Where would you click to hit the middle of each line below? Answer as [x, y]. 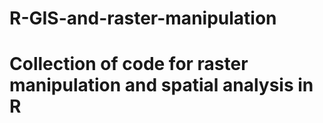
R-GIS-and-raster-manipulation [143, 18]
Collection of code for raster [129, 64]
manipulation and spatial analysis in [161, 85]
